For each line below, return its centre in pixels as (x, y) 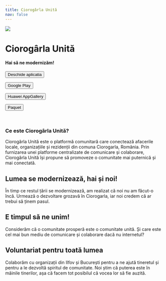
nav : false (17, 15)
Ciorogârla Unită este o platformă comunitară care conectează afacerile (79, 142)
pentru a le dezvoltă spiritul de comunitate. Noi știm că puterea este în (78, 267)
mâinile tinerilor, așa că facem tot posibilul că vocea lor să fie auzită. (76, 273)
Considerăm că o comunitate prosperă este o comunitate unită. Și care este (83, 229)
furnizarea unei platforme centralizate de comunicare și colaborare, (75, 152)
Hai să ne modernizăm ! (30, 63)
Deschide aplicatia (25, 74)
